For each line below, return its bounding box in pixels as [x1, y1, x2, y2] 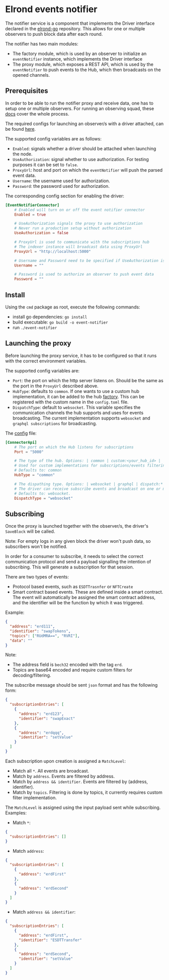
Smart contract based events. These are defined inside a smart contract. [12, 589, 163, 595]
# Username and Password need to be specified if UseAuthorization [14, 258, 158, 263]
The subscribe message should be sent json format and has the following [5, 682, 158, 688]
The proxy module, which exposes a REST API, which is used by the [12, 61, 154, 67]
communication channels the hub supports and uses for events [12, 409, 144, 416]
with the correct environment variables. [5, 357, 87, 364]
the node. [12, 150, 33, 157]
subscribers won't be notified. [5, 544, 67, 550]
